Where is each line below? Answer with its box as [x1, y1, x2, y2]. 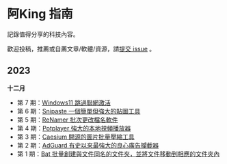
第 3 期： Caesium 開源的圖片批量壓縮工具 [16, 133, 135, 141]
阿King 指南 [7, 6, 73, 22]
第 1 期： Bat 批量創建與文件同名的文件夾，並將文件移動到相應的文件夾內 [16, 150, 220, 158]
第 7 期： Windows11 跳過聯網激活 [16, 98, 111, 107]
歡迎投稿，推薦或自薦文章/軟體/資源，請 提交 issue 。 [7, 44, 156, 53]
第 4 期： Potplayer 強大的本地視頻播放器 [16, 124, 131, 132]
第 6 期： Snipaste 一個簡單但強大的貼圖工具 [16, 107, 141, 115]
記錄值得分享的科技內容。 [7, 30, 79, 38]
